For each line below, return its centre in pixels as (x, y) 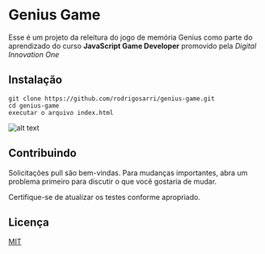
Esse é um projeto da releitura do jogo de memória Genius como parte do (130, 37)
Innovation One (34, 54)
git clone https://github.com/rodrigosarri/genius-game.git (112, 99)
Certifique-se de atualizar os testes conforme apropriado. (104, 197)
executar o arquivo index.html (61, 112)
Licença (29, 222)
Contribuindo (42, 153)
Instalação (36, 80)
